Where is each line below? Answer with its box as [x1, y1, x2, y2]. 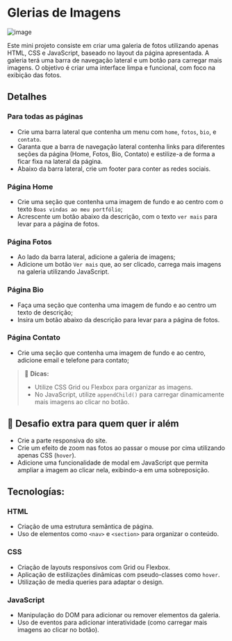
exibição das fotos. [7, 71, 62, 79]
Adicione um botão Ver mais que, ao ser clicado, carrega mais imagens [17, 260, 222, 269]
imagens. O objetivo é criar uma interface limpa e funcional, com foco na [7, 63, 215, 72]
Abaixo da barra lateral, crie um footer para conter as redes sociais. [17, 165, 211, 173]
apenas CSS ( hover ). [17, 451, 76, 459]
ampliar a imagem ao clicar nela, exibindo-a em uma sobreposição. [17, 465, 210, 474]
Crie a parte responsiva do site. [17, 436, 108, 444]
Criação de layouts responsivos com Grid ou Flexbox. [17, 563, 171, 571]
